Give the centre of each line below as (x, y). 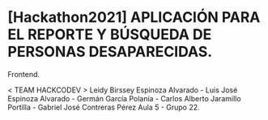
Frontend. (24, 74)
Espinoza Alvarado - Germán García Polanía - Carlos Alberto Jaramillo (124, 98)
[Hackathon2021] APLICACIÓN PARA (134, 17)
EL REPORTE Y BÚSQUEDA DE (110, 34)
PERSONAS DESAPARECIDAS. (110, 52)
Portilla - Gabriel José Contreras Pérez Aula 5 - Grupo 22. (104, 107)
